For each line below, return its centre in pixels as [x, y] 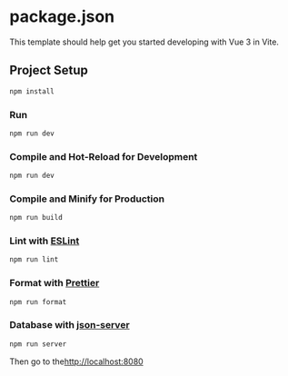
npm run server [38, 344]
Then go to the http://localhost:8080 [76, 361]
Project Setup [49, 70]
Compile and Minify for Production [87, 199]
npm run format [38, 302]
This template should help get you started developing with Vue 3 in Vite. [144, 42]
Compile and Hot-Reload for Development [104, 156]
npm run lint [34, 260]
